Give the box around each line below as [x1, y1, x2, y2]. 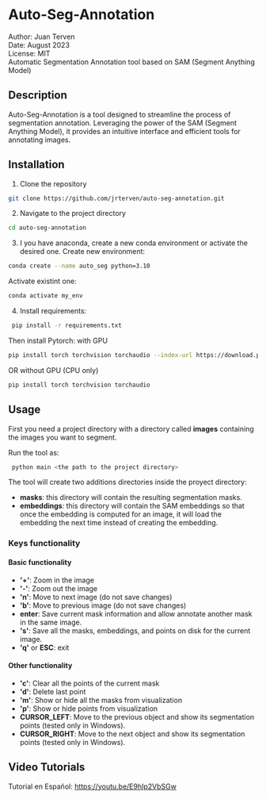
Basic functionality [8, 557, 72, 567]
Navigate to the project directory [19, 209, 127, 218]
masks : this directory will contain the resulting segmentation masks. [19, 493, 243, 502]
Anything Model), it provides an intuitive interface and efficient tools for [8, 126, 241, 136]
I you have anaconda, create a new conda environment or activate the [19, 238, 248, 248]
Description [8, 89, 67, 102]
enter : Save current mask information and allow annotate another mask [19, 609, 253, 618]
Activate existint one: [8, 276, 77, 286]
